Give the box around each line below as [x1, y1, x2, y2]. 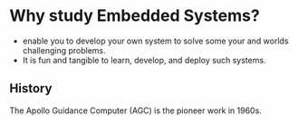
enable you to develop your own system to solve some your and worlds [22, 35, 289, 46]
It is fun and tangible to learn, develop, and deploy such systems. [22, 54, 266, 65]
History [9, 81, 53, 96]
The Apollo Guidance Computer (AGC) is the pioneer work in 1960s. [9, 105, 263, 116]
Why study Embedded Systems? [9, 5, 260, 26]
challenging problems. [22, 44, 106, 55]
